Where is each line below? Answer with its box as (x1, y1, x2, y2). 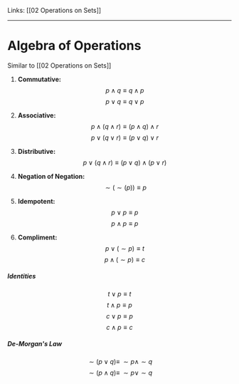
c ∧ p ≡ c (106, 323, 133, 331)
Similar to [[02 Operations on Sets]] (7, 61, 112, 70)
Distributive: (17, 147, 55, 155)
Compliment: (17, 233, 58, 242)
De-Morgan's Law (7, 339, 63, 348)
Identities (7, 271, 36, 280)
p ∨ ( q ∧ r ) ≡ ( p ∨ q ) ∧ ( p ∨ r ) (83, 158, 167, 167)
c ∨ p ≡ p (106, 311, 133, 320)
